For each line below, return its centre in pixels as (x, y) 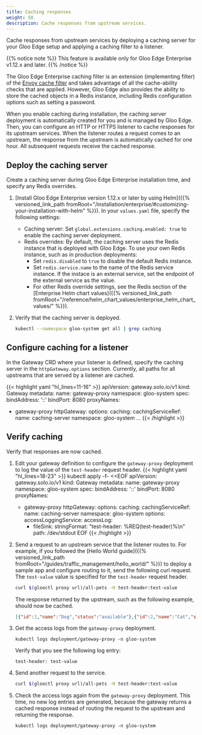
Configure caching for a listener (67, 348)
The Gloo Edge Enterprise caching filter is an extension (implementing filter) (101, 77)
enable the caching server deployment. (73, 235)
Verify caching (35, 437)
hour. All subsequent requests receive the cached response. (81, 146)
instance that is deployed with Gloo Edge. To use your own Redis (105, 248)
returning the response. (44, 715)
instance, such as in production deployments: (80, 255)
